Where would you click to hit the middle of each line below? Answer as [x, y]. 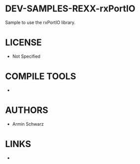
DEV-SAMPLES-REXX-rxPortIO [70, 9]
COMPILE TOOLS [41, 76]
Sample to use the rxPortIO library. [40, 22]
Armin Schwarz [28, 124]
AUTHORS [27, 110]
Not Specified [26, 56]
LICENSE [23, 42]
